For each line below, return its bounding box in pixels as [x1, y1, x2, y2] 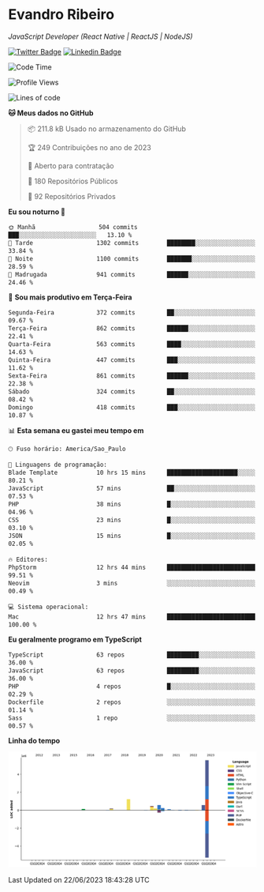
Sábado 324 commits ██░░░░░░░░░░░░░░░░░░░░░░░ [8, 387, 256, 396]
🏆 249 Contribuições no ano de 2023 [27, 142, 151, 152]
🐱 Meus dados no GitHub [8, 108, 94, 118]
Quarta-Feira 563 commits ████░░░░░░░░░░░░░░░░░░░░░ [8, 340, 256, 348]
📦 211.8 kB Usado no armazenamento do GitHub [27, 124, 187, 134]
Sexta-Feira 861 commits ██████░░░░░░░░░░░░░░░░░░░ [8, 371, 256, 380]
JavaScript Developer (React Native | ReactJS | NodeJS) [8, 32, 193, 41]
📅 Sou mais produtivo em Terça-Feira [8, 292, 132, 302]
